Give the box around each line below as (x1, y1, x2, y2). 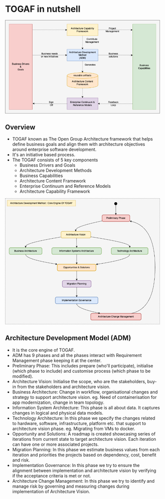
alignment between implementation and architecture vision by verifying (12, 467, 156, 473)
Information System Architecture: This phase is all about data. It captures (12, 404, 160, 410)
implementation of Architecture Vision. (12, 488, 90, 494)
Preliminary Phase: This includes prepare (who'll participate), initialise (12, 362, 153, 368)
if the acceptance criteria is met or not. (12, 472, 91, 479)
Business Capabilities (19, 173, 63, 178)
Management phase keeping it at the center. (12, 357, 102, 363)
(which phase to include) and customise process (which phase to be (12, 368, 151, 374)
